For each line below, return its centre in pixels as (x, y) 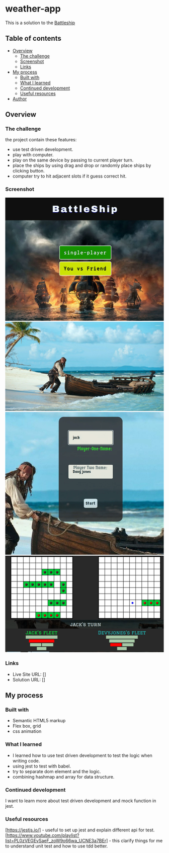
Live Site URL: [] (29, 674)
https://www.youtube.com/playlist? (43, 835)
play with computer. (33, 155)
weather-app (33, 9)
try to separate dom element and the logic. (57, 771)
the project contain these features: (41, 140)
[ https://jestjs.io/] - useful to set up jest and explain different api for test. (80, 830)
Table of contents (33, 38)
